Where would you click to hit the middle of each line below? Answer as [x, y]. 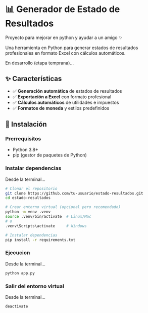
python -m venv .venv [28, 212]
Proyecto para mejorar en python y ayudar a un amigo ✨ [64, 37]
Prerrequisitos [23, 139]
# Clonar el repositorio [31, 188]
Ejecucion [18, 253]
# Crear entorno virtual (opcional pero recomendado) [63, 207]
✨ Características [34, 79]
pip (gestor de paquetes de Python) [50, 155]
